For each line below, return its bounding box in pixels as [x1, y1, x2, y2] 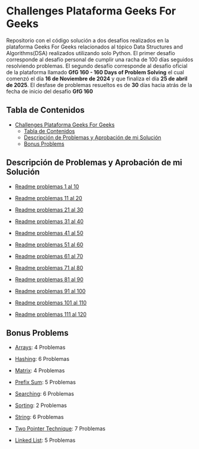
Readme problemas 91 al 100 [14, 287, 86, 294]
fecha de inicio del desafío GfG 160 [6, 88, 93, 95]
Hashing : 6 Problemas [14, 355, 70, 363]
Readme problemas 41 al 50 [14, 229, 84, 236]
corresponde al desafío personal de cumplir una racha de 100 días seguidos [6, 56, 194, 63]
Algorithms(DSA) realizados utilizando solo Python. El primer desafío [6, 49, 175, 56]
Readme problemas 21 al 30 [14, 206, 84, 213]
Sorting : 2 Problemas [14, 402, 67, 409]
